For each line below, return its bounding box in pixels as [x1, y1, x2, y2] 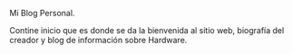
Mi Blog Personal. [9, 8, 75, 18]
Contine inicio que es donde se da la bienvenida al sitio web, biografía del [9, 25, 285, 35]
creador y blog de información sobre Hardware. [9, 35, 188, 45]
